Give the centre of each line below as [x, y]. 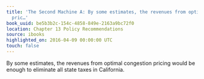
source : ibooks [25, 35]
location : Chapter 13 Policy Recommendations [65, 29]
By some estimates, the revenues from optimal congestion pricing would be [101, 63]
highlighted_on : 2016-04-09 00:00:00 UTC [59, 40]
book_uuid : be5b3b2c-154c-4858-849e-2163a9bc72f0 [70, 23]
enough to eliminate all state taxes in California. [65, 69]
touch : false [23, 46]
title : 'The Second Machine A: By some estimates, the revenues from [96, 12]
